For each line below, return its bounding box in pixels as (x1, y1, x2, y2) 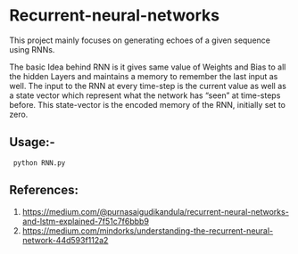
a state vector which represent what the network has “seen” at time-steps (9, 90, 281, 101)
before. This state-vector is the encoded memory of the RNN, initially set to (9, 99, 286, 110)
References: (9, 183, 79, 198)
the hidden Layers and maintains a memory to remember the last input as (9, 70, 278, 81)
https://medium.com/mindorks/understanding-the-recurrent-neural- (21, 225, 274, 236)
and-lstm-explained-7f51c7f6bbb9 (21, 216, 150, 226)
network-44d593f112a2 (21, 234, 109, 245)
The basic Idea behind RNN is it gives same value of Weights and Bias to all (9, 61, 286, 72)
